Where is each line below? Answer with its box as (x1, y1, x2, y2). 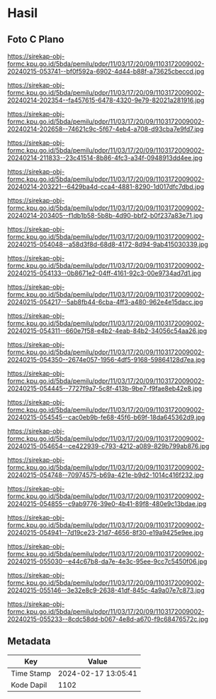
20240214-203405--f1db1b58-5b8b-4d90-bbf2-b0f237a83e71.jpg (7, 211, 203, 219)
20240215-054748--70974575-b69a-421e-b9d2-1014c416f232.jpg (7, 470, 204, 479)
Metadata (7, 635, 51, 647)
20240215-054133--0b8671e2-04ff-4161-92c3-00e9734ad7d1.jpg (7, 269, 202, 277)
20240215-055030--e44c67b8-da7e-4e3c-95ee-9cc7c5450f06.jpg (7, 557, 208, 566)
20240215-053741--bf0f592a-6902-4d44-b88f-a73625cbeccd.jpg (7, 67, 205, 75)
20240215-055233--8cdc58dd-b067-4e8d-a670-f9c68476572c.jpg (7, 615, 209, 623)
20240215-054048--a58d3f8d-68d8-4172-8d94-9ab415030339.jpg (7, 240, 209, 248)
